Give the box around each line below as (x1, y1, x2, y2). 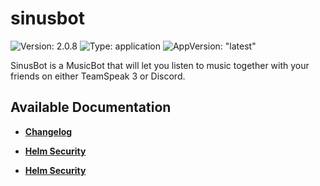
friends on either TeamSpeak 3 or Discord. (10, 70, 186, 82)
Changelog (24, 125, 73, 137)
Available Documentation (10, 99, 172, 116)
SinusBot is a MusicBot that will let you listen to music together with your (10, 59, 310, 71)
